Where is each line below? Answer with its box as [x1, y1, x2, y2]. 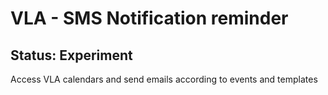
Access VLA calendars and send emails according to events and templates [10, 73, 318, 85]
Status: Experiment [10, 47, 133, 64]
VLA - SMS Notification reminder [10, 7, 289, 30]
